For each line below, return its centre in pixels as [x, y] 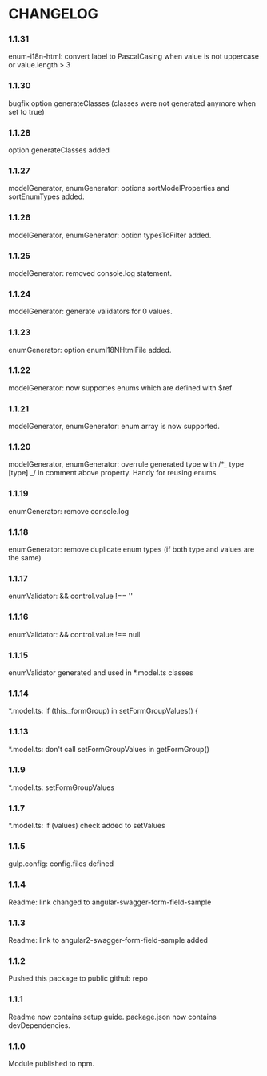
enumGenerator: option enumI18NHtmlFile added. [90, 350]
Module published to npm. [51, 1063]
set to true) [27, 111]
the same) [25, 558]
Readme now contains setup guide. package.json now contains [113, 1017]
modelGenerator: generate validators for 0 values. [91, 311]
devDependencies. [39, 1025]
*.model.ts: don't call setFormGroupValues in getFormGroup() [109, 749]
